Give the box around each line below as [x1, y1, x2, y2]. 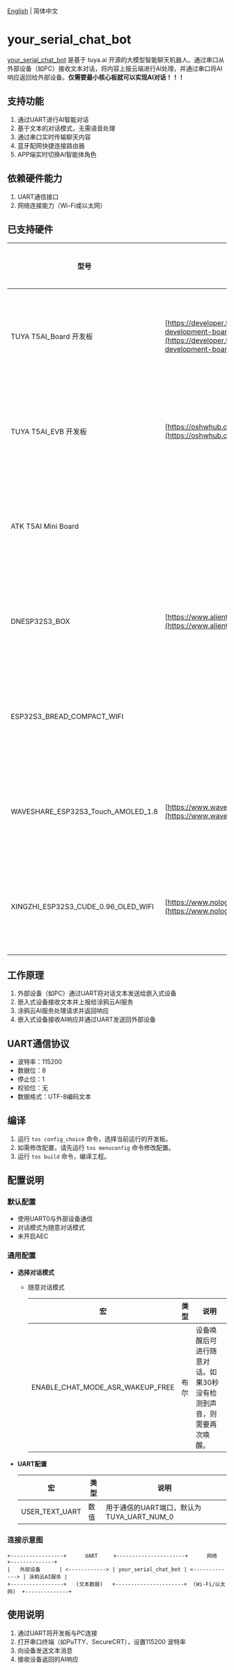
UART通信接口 [17, 192, 59, 201]
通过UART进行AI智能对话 [17, 115, 89, 124]
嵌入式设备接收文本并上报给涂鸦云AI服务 [17, 998, 134, 1006]
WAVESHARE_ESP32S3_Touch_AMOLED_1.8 [10, 807, 158, 817]
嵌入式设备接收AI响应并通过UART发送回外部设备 [17, 1015, 157, 1024]
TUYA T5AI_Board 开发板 [10, 331, 93, 341]
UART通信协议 [7, 1038, 70, 1050]
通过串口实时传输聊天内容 [17, 133, 91, 141]
